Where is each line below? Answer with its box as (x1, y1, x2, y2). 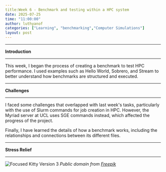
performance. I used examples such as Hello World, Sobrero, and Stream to (5, 68, 159, 74)
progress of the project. (5, 117, 53, 123)
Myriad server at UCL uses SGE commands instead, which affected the (5, 113, 150, 118)
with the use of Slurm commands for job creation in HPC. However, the (5, 107, 149, 113)
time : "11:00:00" (5, 16, 41, 21)
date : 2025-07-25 (5, 12, 41, 17)
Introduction (5, 49, 31, 55)
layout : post (5, 30, 32, 35)
